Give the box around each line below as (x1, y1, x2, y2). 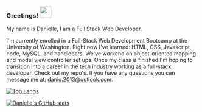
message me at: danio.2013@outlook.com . (6, 76, 114, 83)
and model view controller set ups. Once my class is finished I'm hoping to (6, 57, 193, 64)
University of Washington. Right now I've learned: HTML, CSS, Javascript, (6, 43, 192, 51)
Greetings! (6, 11, 38, 19)
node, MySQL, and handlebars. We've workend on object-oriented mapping (6, 50, 197, 57)
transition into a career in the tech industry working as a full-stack (6, 63, 172, 70)
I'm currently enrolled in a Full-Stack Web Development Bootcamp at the (6, 37, 187, 44)
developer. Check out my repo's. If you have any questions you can (6, 69, 175, 77)
